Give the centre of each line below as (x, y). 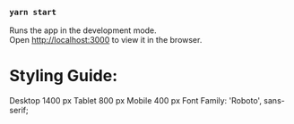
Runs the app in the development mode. (83, 30)
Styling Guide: (64, 76)
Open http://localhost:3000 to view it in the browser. (106, 40)
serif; (19, 111)
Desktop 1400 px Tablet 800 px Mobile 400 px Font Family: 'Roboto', (136, 101)
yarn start (33, 12)
